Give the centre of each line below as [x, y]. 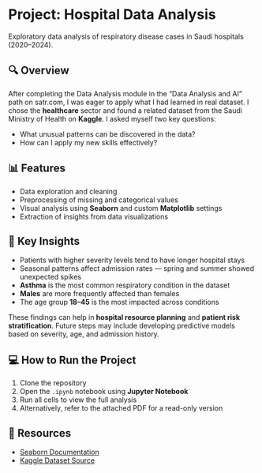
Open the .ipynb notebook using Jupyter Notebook [104, 392]
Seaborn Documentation [60, 452]
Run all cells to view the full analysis [78, 400]
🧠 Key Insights [44, 241]
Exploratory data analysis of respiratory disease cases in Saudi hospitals [126, 36]
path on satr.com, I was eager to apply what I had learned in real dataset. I [129, 102]
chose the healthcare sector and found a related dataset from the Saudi [125, 110]
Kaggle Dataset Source [57, 460]
